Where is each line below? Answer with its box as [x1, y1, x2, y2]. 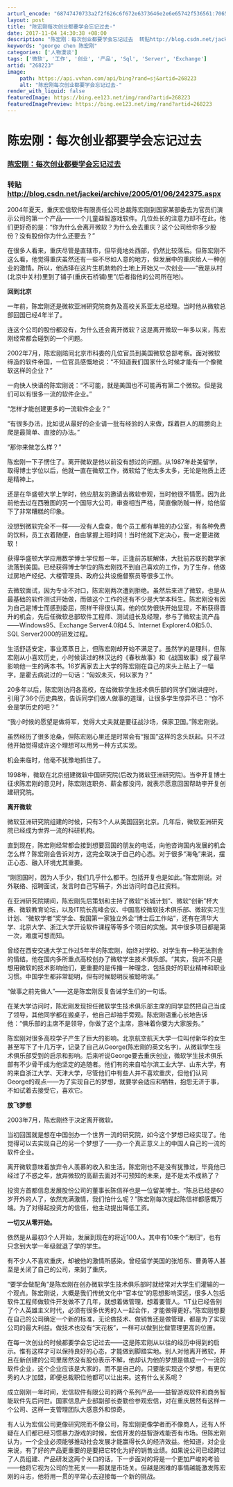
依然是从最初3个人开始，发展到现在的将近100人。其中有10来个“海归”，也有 [7, 1233, 221, 1241]
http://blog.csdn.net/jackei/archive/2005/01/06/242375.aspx [7, 188, 221, 198]
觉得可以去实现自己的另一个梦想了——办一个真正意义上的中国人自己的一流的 [7, 1139, 226, 1148]
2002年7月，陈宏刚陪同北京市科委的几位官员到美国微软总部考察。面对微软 [7, 349, 221, 357]
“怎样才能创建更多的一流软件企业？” [7, 405, 110, 413]
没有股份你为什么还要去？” [19, 232, 96, 240]
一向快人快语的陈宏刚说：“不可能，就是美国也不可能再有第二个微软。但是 [7, 381, 217, 389]
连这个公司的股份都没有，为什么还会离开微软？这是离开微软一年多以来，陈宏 [7, 325, 226, 334]
